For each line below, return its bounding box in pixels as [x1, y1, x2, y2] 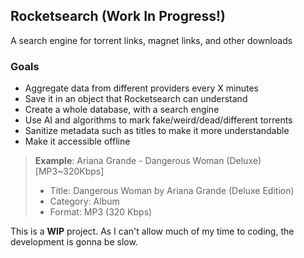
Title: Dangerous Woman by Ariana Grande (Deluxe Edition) [49, 185, 295, 197]
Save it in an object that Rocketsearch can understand [24, 93, 248, 105]
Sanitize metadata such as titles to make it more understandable [24, 125, 290, 137]
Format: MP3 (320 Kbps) [49, 206, 153, 218]
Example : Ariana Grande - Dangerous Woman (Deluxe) [34, 155, 262, 167]
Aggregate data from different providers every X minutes [24, 82, 259, 94]
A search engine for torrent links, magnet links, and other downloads [10, 34, 293, 46]
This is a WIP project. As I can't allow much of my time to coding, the [10, 225, 295, 238]
